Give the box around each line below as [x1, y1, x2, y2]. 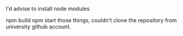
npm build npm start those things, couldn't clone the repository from [5, 17, 178, 23]
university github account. [5, 23, 71, 30]
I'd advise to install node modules [5, 5, 90, 12]
